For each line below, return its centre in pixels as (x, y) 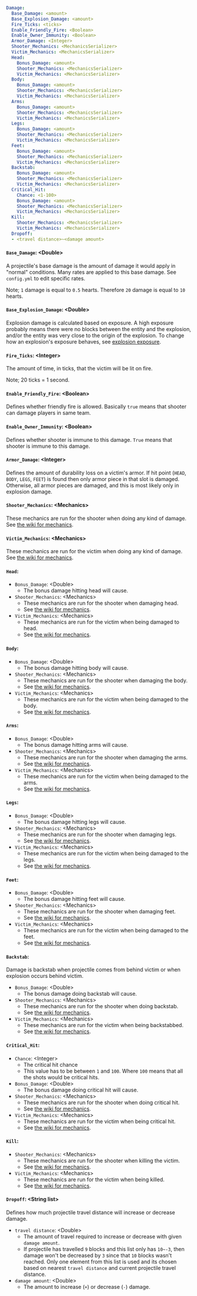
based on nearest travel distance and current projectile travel (99, 1268)
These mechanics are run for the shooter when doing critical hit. (101, 1102)
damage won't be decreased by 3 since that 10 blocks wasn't (98, 1256)
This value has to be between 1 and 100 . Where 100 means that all (103, 1071)
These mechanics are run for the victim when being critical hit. (99, 1121)
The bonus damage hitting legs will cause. (75, 822)
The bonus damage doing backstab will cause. (80, 994)
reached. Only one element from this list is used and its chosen (100, 1262)
